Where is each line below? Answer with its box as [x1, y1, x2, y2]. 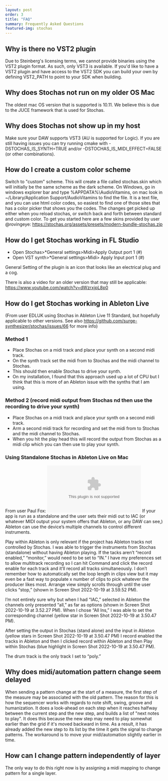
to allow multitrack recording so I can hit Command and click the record [5, 560, 152, 566]
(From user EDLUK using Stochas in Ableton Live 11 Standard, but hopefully [5, 313, 160, 319]
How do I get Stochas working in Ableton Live [5, 299, 149, 307]
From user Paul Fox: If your [5, 508, 156, 514]
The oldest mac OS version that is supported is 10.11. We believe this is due [5, 101, 159, 108]
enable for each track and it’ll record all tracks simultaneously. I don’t [5, 565, 147, 571]
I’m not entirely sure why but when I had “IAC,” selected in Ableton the [5, 596, 150, 602]
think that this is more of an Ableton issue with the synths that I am [12, 379, 150, 385]
